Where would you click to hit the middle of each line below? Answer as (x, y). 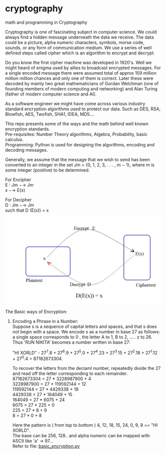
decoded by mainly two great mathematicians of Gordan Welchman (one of (82, 83)
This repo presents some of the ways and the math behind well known (77, 124)
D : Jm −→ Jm (20, 205)
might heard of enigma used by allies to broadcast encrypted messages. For (83, 68)
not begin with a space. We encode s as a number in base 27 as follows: (86, 331)
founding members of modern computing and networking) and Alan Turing (81, 89)
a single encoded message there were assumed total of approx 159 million (81, 73)
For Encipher (18, 180)
